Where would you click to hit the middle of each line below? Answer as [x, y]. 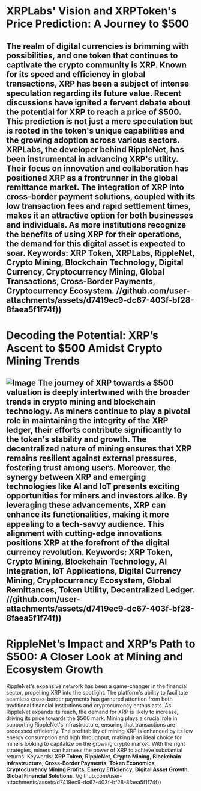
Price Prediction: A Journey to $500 [98, 24]
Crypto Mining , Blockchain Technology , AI [87, 562]
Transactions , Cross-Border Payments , [81, 281]
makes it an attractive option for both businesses [100, 215]
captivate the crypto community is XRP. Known [97, 65]
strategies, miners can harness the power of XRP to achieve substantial [94, 750]
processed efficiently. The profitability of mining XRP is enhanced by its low [100, 731]
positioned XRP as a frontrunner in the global [92, 178]
